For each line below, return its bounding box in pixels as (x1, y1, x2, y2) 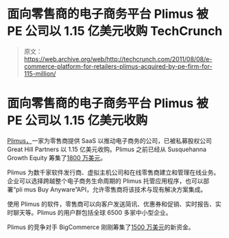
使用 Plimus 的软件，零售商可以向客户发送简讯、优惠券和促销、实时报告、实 (7, 200, 221, 208)
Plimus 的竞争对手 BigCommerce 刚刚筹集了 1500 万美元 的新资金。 (7, 223, 195, 231)
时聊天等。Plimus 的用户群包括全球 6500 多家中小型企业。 (7, 208, 173, 216)
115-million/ (23, 69, 56, 77)
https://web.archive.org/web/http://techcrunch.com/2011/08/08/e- (23, 55, 213, 63)
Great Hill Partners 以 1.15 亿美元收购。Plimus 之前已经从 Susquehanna (7, 145, 207, 153)
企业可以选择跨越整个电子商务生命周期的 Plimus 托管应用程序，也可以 (7, 176, 204, 185)
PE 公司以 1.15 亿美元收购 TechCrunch (7, 23, 223, 39)
